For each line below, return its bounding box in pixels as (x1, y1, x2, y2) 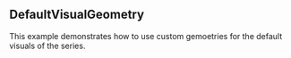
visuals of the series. (9, 40, 86, 51)
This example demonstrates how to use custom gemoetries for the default (9, 30, 283, 41)
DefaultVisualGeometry (9, 7, 145, 22)
